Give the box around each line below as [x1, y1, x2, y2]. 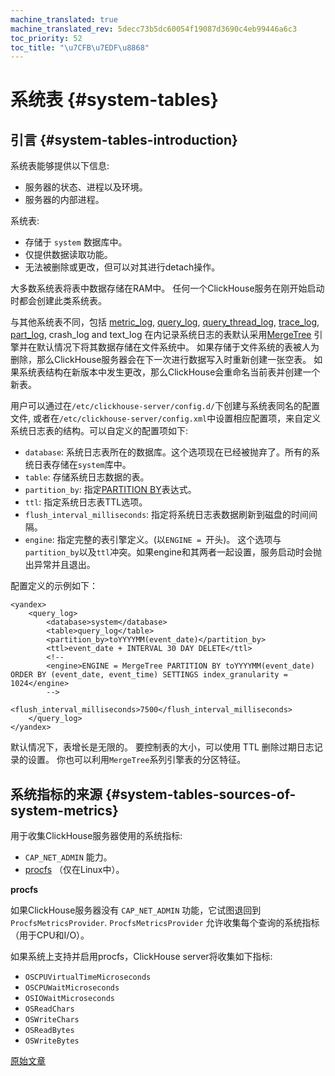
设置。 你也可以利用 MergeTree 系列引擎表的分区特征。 [27, 754, 247, 766]
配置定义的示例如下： [10, 580, 98, 592]
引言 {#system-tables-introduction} [10, 131, 238, 148]
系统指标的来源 [10, 786, 103, 803]
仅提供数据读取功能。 [24, 249, 113, 261]
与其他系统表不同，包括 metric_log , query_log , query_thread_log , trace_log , [10, 316, 320, 328]
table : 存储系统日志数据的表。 [24, 471, 150, 483]
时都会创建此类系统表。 [10, 295, 107, 307]
